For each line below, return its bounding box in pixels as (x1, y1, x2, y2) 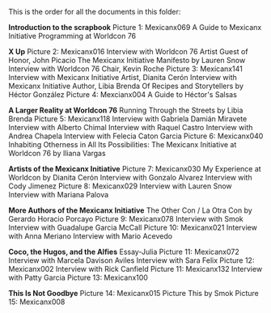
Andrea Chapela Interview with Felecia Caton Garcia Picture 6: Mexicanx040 (8, 131, 264, 141)
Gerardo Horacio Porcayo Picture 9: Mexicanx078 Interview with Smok (8, 214, 244, 223)
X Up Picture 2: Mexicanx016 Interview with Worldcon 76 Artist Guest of (8, 47, 248, 56)
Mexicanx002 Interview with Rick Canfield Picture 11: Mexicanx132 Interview (8, 264, 263, 273)
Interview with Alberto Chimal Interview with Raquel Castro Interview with (8, 123, 253, 132)
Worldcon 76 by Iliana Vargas (8, 149, 107, 158)
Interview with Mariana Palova (8, 190, 109, 199)
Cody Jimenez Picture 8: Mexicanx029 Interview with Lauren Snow (8, 181, 232, 191)
